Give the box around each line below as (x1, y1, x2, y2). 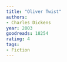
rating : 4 (6, 36, 31, 42)
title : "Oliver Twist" (6, 8, 62, 15)
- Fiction (6, 47, 31, 53)
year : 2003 (6, 25, 33, 31)
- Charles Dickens (6, 19, 51, 25)
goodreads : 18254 (6, 31, 49, 37)
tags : (6, 42, 19, 48)
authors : (6, 14, 28, 20)
